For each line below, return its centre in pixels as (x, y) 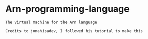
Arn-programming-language (67, 9)
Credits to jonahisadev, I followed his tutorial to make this (74, 31)
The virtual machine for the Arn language (51, 22)
